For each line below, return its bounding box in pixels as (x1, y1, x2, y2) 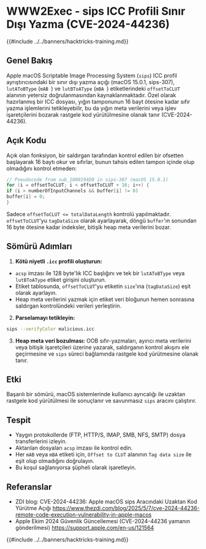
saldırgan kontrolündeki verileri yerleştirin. (15, 302, 121, 310)
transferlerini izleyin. (15, 438, 67, 445)
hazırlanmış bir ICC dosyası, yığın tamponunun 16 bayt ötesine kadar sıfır (6, 98, 191, 105)
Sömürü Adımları (6, 241, 72, 252)
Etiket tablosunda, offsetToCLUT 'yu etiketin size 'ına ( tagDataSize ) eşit (15, 282, 191, 290)
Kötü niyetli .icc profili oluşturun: (15, 257, 102, 265)
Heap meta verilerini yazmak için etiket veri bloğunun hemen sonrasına (15, 295, 195, 303)
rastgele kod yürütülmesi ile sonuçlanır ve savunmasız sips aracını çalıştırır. (6, 397, 197, 405)
